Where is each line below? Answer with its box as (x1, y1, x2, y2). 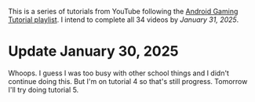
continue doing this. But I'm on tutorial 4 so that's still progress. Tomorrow (8, 76, 248, 86)
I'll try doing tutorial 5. (8, 85, 79, 94)
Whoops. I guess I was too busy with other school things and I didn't (8, 68, 230, 78)
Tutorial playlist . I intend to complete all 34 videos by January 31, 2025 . (8, 15, 239, 24)
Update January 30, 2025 (8, 42, 179, 60)
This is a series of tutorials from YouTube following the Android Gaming (8, 7, 239, 16)
